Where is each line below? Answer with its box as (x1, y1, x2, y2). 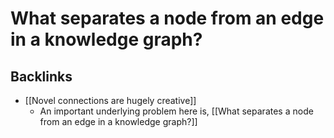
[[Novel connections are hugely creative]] (24, 95, 197, 106)
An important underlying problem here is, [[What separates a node (39, 105, 314, 117)
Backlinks (10, 68, 73, 85)
